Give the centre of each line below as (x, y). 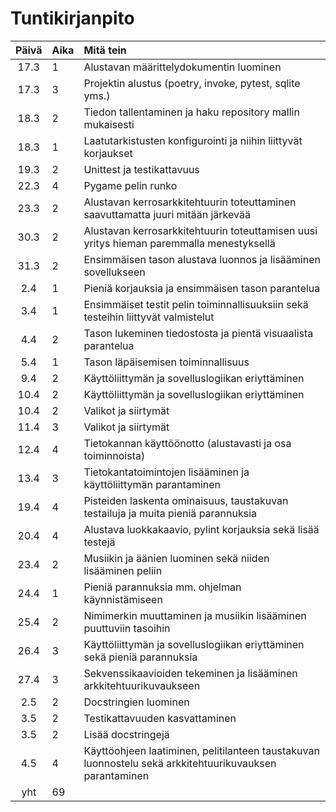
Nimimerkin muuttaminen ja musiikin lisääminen (195, 615)
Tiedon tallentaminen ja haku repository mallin (191, 112)
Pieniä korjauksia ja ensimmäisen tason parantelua (202, 288)
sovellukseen (114, 272)
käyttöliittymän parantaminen (152, 484)
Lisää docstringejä (126, 734)
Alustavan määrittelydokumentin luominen (182, 67)
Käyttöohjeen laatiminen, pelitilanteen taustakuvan (201, 750)
